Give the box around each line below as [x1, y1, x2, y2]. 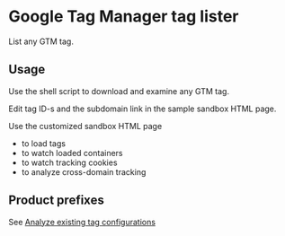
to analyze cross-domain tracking [21, 166, 147, 177]
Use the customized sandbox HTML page [8, 120, 163, 131]
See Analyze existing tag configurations [8, 216, 156, 227]
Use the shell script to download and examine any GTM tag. [8, 85, 230, 96]
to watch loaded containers [21, 147, 123, 158]
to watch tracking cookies [21, 157, 118, 168]
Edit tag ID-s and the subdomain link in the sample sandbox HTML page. [8, 103, 277, 114]
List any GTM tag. [8, 36, 74, 47]
